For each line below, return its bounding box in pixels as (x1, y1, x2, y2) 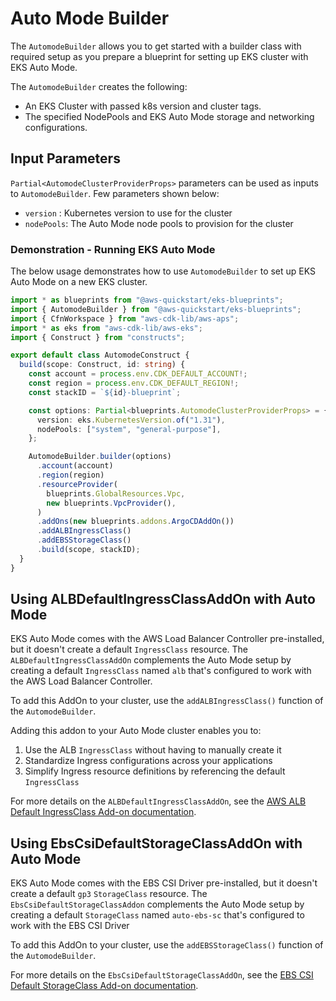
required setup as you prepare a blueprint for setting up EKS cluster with (10, 50, 309, 62)
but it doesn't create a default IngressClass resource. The (10, 643, 249, 656)
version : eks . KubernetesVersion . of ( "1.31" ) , (36, 415, 226, 425)
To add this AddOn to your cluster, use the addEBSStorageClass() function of (10, 939, 324, 951)
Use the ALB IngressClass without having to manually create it (24, 744, 282, 756)
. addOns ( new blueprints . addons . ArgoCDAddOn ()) (36, 517, 235, 527)
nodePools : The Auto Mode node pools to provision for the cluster (24, 217, 294, 229)
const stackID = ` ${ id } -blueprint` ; (28, 387, 182, 397)
